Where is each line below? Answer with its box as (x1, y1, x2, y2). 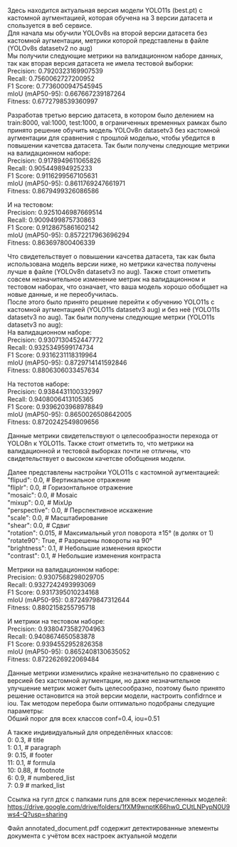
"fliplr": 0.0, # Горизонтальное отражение (7, 483, 133, 492)
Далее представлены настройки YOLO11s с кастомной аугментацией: (7, 468, 220, 477)
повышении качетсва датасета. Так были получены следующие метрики (7, 141, 230, 149)
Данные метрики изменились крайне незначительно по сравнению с (7, 669, 220, 677)
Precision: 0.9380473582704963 (7, 624, 105, 633)
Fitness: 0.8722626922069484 (7, 655, 100, 663)
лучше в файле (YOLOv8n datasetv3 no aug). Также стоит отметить (7, 268, 211, 275)
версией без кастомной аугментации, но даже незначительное (7, 676, 201, 684)
